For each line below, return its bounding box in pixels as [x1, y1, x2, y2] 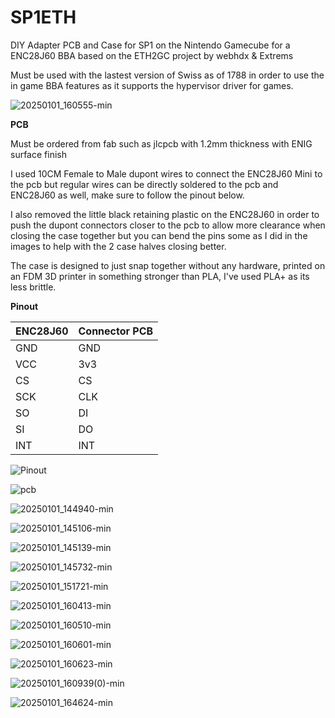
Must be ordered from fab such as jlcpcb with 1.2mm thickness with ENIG [10, 137, 313, 150]
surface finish [10, 148, 67, 160]
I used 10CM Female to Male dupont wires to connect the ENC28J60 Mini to [10, 167, 323, 180]
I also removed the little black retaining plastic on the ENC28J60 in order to [10, 208, 320, 220]
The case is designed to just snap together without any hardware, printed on [10, 259, 326, 271]
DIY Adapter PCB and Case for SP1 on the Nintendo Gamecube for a [10, 39, 291, 51]
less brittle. [10, 281, 57, 293]
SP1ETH [10, 6, 77, 29]
